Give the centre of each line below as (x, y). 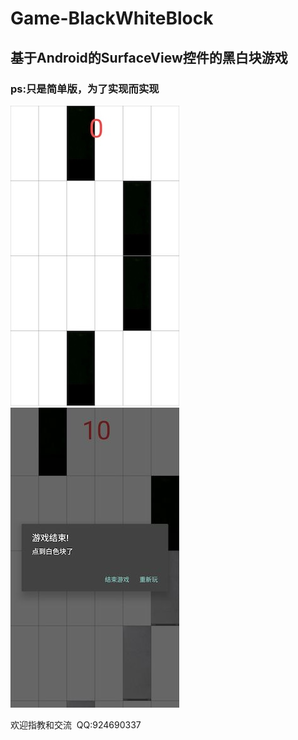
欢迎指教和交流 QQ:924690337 (76, 724)
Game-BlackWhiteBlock (112, 18)
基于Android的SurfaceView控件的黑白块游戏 (149, 57)
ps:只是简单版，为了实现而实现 (85, 89)
